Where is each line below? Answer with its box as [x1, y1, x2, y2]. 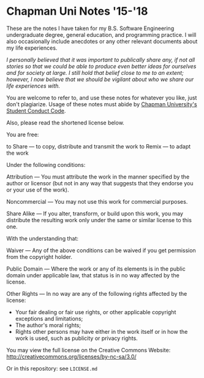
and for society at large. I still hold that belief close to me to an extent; [6, 69, 184, 76]
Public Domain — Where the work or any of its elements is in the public [6, 265, 186, 272]
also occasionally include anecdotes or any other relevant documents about [6, 37, 198, 45]
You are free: [6, 131, 39, 138]
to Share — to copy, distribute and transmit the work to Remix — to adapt [6, 142, 191, 150]
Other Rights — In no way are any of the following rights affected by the [6, 290, 187, 297]
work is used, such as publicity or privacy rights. [15, 334, 138, 342]
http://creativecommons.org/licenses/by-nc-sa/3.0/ [6, 353, 137, 360]
